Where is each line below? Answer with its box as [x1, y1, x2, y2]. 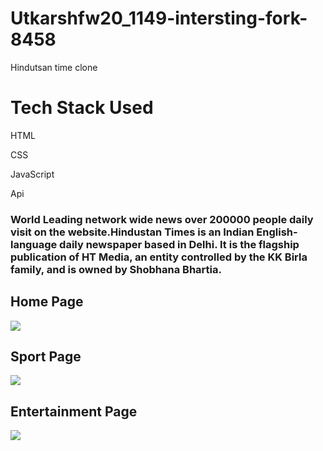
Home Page [10, 293, 84, 311]
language [10, 237, 58, 251]
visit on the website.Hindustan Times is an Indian [10, 225, 255, 239]
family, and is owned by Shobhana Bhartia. [10, 262, 222, 276]
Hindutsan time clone [10, 61, 98, 73]
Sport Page [10, 348, 82, 365]
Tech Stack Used [10, 97, 154, 119]
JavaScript [10, 168, 55, 180]
